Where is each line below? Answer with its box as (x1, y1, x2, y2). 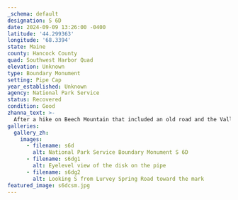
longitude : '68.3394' (7, 37, 72, 44)
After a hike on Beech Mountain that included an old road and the (13, 116, 217, 123)
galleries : (7, 122, 40, 130)
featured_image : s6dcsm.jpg (7, 182, 91, 189)
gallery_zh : (13, 129, 50, 136)
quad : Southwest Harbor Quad (7, 57, 93, 64)
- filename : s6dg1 (25, 155, 81, 163)
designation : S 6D (7, 17, 62, 24)
